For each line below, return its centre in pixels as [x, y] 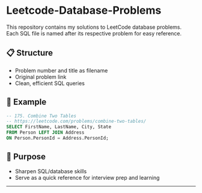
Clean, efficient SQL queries [50, 83]
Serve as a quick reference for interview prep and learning [87, 177]
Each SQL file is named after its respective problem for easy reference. [94, 33]
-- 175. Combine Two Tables [41, 116]
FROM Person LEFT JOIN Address [45, 132]
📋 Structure [29, 53]
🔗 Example [26, 102]
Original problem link [41, 77]
